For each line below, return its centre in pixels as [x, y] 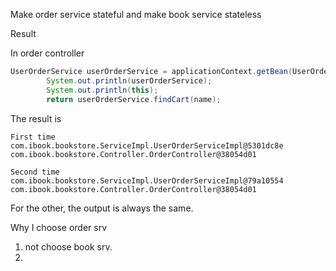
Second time [35, 172]
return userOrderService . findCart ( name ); [134, 99]
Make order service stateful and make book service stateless [136, 14]
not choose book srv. [68, 246]
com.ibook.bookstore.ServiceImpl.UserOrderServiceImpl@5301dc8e [147, 145]
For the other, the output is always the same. [102, 208]
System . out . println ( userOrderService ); [129, 80]
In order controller [47, 53]
